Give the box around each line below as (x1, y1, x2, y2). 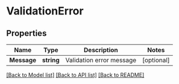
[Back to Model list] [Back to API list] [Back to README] (6, 71, 145, 79)
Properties (6, 28, 47, 38)
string (42, 56, 60, 64)
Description (83, 46, 119, 54)
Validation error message (65, 56, 137, 64)
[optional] (142, 56, 170, 64)
